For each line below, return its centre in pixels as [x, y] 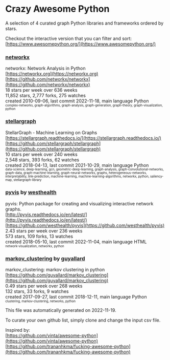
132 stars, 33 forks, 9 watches [37, 291]
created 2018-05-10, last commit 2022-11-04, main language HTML [76, 242]
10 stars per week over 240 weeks [41, 154]
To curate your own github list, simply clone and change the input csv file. [83, 320]
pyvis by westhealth [31, 193]
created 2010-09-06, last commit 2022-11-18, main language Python [77, 101]
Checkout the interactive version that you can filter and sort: [68, 38]
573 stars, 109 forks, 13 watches [39, 236]
